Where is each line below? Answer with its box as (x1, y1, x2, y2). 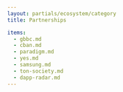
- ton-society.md (13, 67, 64, 75)
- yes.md (13, 55, 39, 62)
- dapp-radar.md (13, 74, 60, 81)
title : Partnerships (7, 17, 67, 24)
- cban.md (13, 42, 42, 49)
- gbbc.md (13, 35, 42, 42)
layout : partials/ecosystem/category (7, 10, 117, 17)
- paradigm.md (13, 48, 54, 55)
